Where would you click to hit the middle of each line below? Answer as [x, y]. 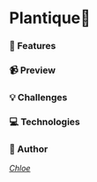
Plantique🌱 [50, 18]
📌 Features [33, 46]
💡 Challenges [38, 97]
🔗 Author [29, 148]
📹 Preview [32, 70]
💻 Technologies [45, 122]
